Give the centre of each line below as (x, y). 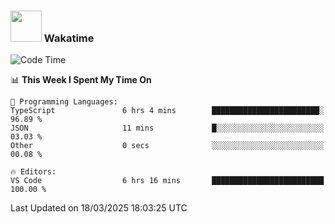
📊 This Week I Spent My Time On (81, 80)
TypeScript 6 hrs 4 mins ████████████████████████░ (167, 111)
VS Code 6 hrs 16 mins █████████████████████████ (167, 181)
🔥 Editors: (33, 172)
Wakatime (69, 38)
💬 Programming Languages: (64, 102)
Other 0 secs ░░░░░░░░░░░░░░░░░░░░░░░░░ (167, 146)
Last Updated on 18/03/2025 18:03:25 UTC (99, 208)
